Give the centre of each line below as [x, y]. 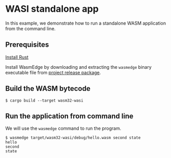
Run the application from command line [69, 116]
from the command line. [30, 28]
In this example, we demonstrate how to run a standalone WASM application [86, 23]
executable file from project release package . [53, 72]
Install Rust [17, 57]
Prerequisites [27, 45]
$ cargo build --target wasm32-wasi [44, 101]
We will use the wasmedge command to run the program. [63, 128]
